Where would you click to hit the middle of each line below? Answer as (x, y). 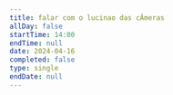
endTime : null (36, 43)
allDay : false (36, 26)
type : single (34, 69)
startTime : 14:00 (42, 34)
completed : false (42, 60)
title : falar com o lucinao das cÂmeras (87, 18)
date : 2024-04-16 (42, 52)
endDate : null (36, 77)
